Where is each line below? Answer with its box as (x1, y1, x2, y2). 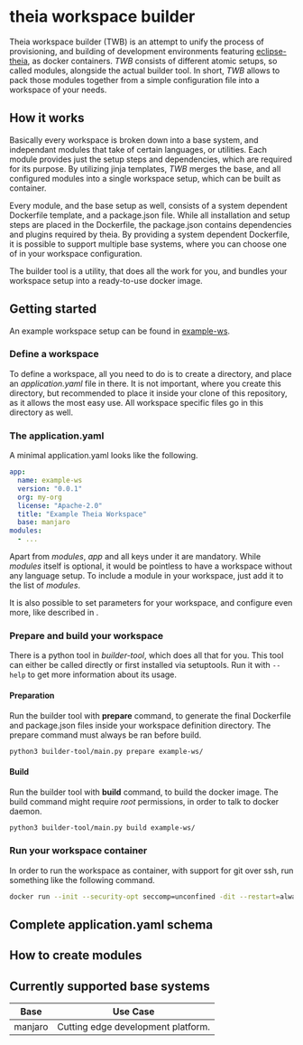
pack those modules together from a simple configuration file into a (9, 74, 260, 85)
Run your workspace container (9, 844, 148, 857)
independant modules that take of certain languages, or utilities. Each (9, 144, 268, 155)
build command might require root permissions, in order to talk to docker (9, 796, 280, 806)
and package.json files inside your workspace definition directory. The (9, 720, 271, 730)
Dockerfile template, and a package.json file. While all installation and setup (9, 210, 290, 221)
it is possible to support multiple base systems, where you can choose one (9, 238, 287, 249)
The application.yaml (9, 429, 105, 442)
